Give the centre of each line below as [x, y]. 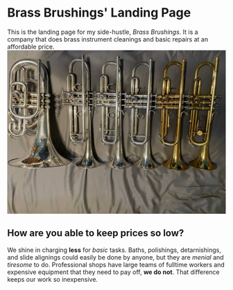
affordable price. [31, 46]
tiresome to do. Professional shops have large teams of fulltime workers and [116, 264]
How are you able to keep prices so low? [96, 233]
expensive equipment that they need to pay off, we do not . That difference [113, 272]
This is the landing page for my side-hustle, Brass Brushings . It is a [103, 32]
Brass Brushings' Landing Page [99, 13]
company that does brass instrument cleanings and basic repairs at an [108, 39]
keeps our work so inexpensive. [53, 279]
